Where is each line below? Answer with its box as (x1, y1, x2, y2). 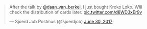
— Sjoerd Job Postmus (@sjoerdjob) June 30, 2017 (9, 19, 113, 24)
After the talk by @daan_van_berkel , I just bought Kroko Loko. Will (9, 4, 143, 10)
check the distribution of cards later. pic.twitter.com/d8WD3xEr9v (9, 9, 143, 15)
